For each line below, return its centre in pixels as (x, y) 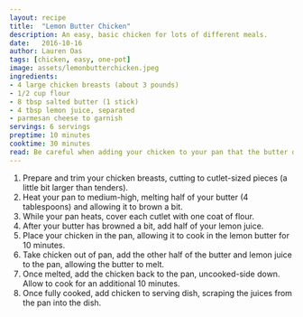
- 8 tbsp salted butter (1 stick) (74, 102)
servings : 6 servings (50, 127)
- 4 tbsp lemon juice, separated (72, 110)
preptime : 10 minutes (50, 135)
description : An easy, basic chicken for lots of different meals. (139, 34)
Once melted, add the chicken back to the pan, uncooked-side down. (151, 274)
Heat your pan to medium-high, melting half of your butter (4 (135, 197)
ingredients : (34, 77)
